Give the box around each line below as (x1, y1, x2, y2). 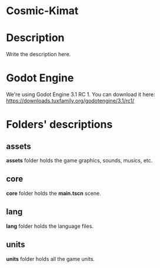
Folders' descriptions (6, 118, 113, 131)
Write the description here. (6, 51, 71, 58)
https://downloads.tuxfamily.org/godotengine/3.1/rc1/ (6, 97, 135, 104)
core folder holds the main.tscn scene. (6, 189, 101, 197)
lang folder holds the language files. (6, 223, 94, 230)
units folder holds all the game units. (6, 255, 95, 262)
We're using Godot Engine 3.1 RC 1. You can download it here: (6, 91, 155, 98)
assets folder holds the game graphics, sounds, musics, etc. (6, 157, 153, 164)
